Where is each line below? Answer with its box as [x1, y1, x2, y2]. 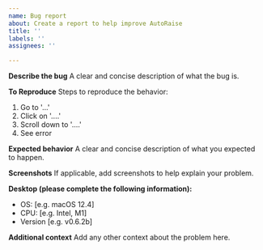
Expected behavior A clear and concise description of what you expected [8, 144, 256, 154]
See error [19, 129, 53, 138]
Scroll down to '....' [19, 120, 83, 129]
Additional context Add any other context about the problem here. [8, 232, 231, 243]
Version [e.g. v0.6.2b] [19, 217, 93, 227]
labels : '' [8, 34, 45, 43]
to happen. [8, 153, 45, 163]
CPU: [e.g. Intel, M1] [19, 208, 87, 218]
